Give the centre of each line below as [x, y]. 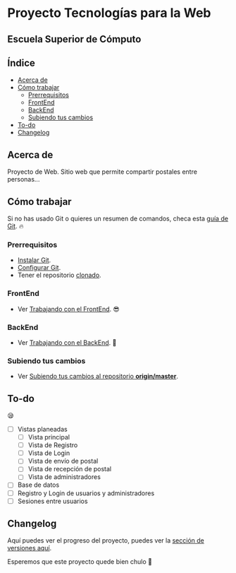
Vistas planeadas [43, 430]
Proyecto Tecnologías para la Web [109, 13]
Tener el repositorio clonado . [59, 275]
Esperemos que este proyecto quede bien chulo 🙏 [80, 562]
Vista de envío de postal [63, 461]
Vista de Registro [53, 445]
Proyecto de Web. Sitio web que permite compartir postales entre [102, 172]
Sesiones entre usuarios [52, 501]
